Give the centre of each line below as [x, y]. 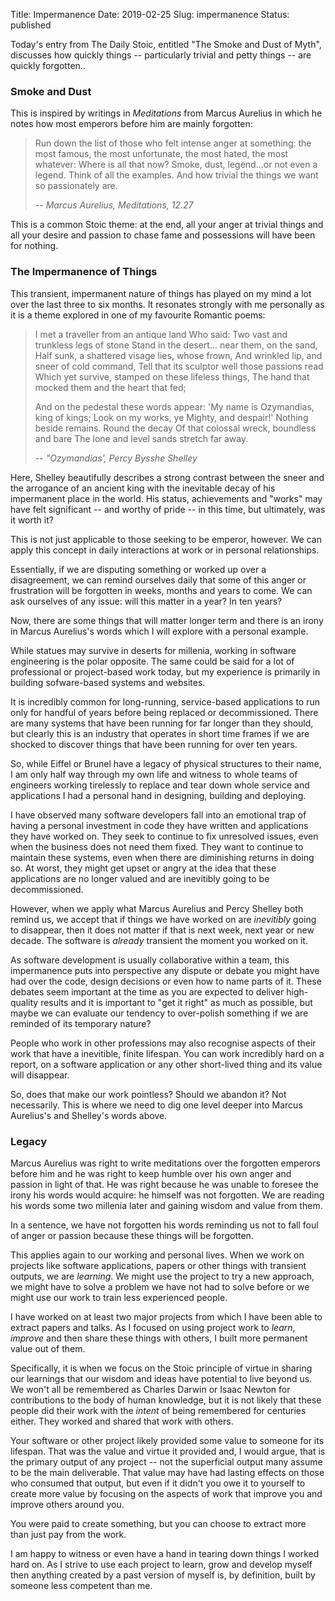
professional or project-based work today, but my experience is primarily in [165, 671]
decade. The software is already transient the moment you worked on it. [159, 940]
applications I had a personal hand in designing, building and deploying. [158, 795]
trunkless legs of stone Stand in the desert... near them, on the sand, [176, 345]
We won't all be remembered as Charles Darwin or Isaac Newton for [150, 1389]
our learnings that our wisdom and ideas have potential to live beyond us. [161, 1378]
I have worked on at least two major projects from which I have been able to [166, 1316]
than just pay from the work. [68, 1534]
